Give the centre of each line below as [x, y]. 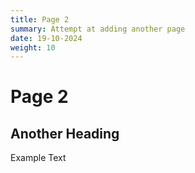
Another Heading [65, 133]
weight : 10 [33, 47]
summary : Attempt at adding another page [98, 29]
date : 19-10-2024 [46, 38]
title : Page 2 [40, 19]
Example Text [38, 158]
